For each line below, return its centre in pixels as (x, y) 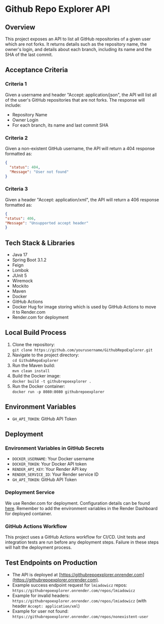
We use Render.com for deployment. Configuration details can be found (78, 503)
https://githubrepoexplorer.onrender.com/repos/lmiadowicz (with (79, 600)
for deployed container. (29, 514)
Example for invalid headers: (41, 596)
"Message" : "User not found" (39, 172)
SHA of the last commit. (29, 54)
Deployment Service (30, 492)
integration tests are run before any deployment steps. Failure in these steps (82, 542)
